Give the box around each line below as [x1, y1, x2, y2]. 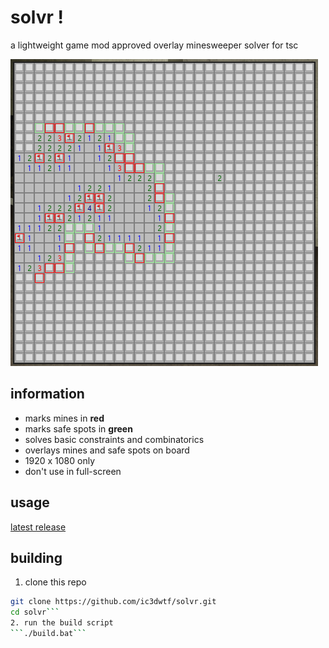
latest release [10, 521, 67, 533]
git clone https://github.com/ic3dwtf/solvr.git [10, 597, 217, 607]
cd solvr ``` [10, 607, 60, 618]
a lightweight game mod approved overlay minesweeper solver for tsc [10, 39, 299, 51]
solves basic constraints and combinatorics [24, 433, 205, 445]
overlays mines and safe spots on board [24, 444, 190, 456]
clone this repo [24, 576, 87, 588]
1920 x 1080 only [24, 454, 96, 466]
